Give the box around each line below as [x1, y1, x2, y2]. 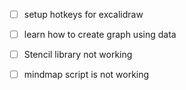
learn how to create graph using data [23, 29, 177, 41]
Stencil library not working [23, 49, 133, 61]
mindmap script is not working [23, 69, 150, 81]
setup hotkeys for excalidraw [23, 9, 144, 20]
